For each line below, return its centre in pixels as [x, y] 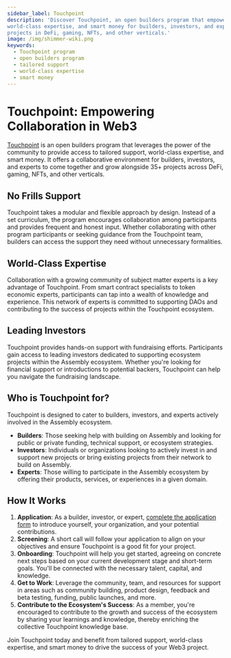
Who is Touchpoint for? [58, 398]
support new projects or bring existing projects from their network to [114, 457]
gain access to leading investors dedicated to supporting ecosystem [104, 354]
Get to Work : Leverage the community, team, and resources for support [119, 583]
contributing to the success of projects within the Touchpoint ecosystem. [111, 309]
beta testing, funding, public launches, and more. [87, 597]
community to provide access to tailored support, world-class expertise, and [115, 153]
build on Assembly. [44, 464]
